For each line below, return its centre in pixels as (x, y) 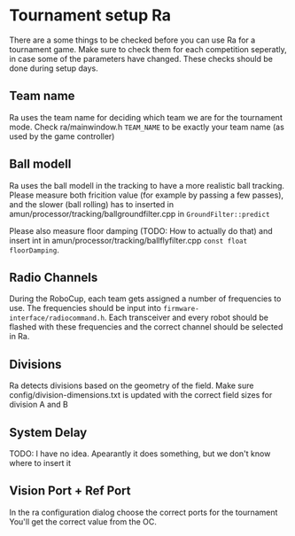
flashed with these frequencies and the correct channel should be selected (146, 327)
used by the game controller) (62, 136)
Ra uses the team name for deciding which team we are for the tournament (146, 117)
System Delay (48, 432)
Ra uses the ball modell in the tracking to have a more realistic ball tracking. (147, 185)
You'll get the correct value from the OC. (83, 521)
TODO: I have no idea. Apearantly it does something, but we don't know (140, 454)
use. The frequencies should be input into (85, 308)
